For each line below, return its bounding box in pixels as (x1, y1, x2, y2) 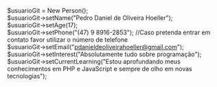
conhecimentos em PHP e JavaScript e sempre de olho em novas (7, 65, 192, 73)
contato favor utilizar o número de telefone (7, 36, 128, 44)
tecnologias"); (7, 72, 47, 80)
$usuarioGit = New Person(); (7, 7, 89, 14)
